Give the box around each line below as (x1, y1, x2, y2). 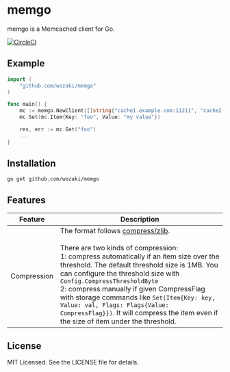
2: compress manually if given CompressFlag (60, 284, 205, 294)
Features (7, 194, 46, 206)
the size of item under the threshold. (60, 317, 177, 326)
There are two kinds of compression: (60, 243, 179, 253)
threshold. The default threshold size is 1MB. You (60, 261, 218, 270)
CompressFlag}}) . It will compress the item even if (60, 308, 218, 318)
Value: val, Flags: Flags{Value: (60, 302, 169, 309)
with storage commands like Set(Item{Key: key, (60, 293, 216, 302)
